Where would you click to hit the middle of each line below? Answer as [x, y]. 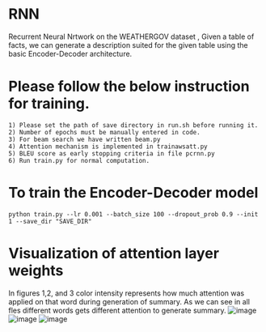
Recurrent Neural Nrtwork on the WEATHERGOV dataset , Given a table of [131, 36]
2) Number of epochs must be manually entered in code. [104, 132]
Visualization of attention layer [114, 253]
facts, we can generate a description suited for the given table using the [128, 45]
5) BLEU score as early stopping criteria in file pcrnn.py [112, 153]
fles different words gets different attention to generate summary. [117, 310]
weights [36, 270]
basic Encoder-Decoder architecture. [70, 53]
